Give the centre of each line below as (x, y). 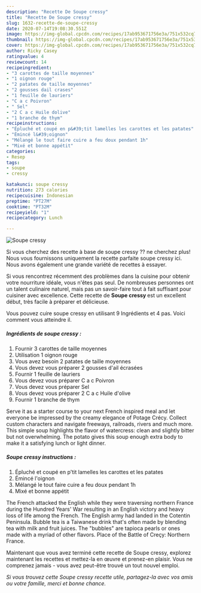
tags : (13, 163)
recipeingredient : (29, 68)
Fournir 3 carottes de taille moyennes (61, 349)
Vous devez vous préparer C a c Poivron (65, 381)
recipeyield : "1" (28, 212)
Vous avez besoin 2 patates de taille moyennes (73, 361)
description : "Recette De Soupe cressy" (57, 12)
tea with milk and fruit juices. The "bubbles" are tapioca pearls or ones (93, 528)
